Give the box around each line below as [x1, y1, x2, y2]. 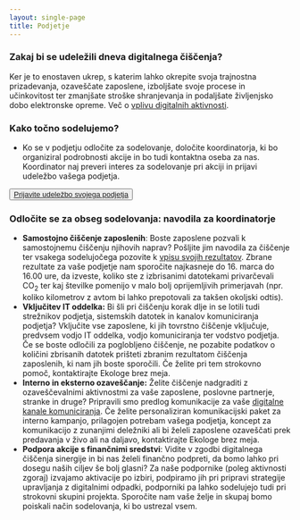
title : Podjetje [9, 21, 70, 30]
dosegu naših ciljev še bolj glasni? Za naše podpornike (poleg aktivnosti [21, 463, 287, 474]
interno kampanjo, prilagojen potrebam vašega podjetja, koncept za [21, 415, 271, 426]
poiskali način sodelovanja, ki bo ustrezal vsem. [21, 501, 198, 512]
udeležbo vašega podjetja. [21, 171, 121, 181]
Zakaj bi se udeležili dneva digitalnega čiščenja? [9, 51, 223, 63]
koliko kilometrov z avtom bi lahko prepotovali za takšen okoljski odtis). [21, 292, 284, 303]
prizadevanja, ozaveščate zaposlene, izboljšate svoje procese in [9, 80, 246, 91]
